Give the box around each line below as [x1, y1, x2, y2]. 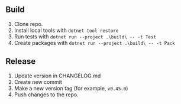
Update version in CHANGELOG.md [14, 72, 101, 79]
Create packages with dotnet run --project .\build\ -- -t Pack [14, 39, 175, 46]
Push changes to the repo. [14, 91, 79, 98]
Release [5, 56, 36, 67]
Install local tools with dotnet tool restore [14, 27, 119, 34]
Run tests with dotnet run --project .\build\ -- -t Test [14, 32, 157, 40]
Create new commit [14, 78, 63, 85]
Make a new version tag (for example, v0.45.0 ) [14, 84, 128, 92]
